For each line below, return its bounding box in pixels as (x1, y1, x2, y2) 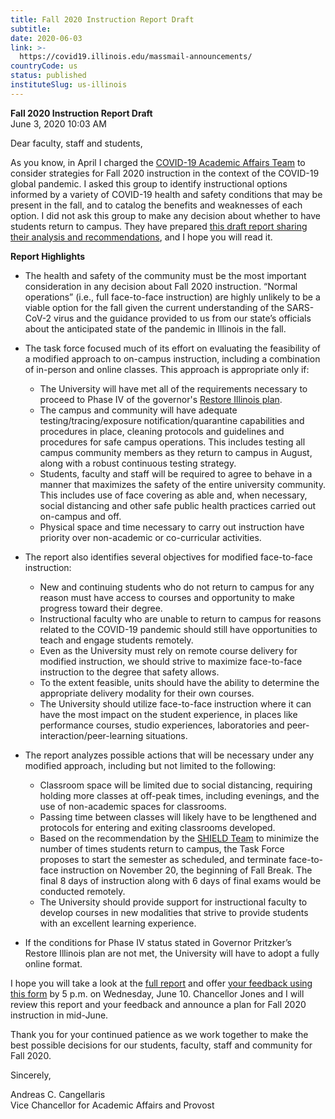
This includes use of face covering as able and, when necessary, (39, 489, 308, 501)
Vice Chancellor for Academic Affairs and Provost (10, 1099, 215, 1111)
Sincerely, (10, 1069, 52, 1081)
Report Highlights (10, 250, 86, 262)
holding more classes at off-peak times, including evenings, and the (39, 789, 320, 801)
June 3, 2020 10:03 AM (10, 117, 107, 130)
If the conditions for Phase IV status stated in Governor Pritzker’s (24, 936, 292, 948)
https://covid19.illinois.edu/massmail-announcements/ (19, 52, 253, 62)
